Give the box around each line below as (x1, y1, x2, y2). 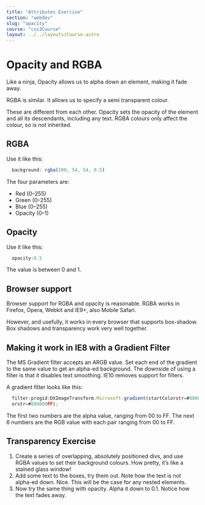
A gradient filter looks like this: (6, 383, 83, 391)
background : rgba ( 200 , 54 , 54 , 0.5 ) (12, 167, 105, 173)
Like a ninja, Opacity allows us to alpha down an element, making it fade (6, 78, 187, 85)
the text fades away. (15, 491, 67, 498)
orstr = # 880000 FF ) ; (12, 401, 59, 407)
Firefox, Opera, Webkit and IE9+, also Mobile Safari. (6, 307, 136, 314)
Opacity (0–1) (15, 209, 49, 217)
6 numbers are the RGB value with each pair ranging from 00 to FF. (6, 418, 175, 426)
